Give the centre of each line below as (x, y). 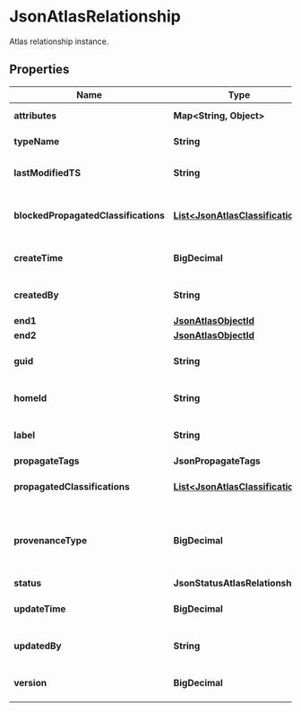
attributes (35, 116)
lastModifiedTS (47, 172)
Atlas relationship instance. (59, 41)
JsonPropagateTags (217, 461)
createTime (39, 257)
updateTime (40, 609)
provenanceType (51, 540)
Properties (39, 69)
